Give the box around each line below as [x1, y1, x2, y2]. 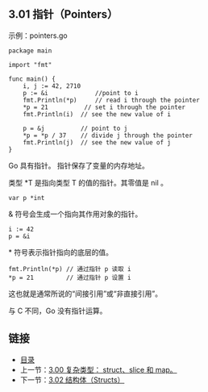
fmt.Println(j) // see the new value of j [23, 138, 172, 147]
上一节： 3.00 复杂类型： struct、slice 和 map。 [19, 365, 177, 374]
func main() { [8, 75, 56, 83]
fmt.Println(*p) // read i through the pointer [23, 96, 200, 104]
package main [8, 47, 52, 55]
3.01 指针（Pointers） [8, 7, 119, 22]
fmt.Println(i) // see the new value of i [23, 110, 172, 119]
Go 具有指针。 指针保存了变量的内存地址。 [8, 161, 149, 170]
